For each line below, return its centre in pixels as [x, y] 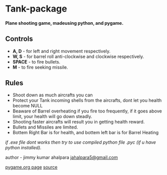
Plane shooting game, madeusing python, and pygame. [64, 23]
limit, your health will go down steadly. [52, 116]
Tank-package [36, 9]
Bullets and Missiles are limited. [45, 127]
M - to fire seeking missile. [40, 67]
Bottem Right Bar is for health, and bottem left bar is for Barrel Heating [86, 133]
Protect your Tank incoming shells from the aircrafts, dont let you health [87, 100]
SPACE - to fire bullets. [36, 62]
